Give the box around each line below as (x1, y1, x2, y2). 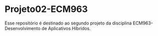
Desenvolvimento (4, 25, 41, 31)
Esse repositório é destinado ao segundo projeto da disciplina (4, 20, 132, 26)
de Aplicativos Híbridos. (41, 25, 91, 31)
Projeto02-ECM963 (4, 3, 88, 15)
